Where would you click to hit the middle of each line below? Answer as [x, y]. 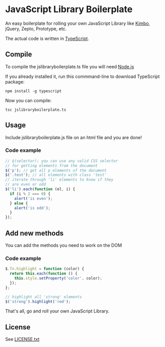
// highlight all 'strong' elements [44, 297]
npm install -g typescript [33, 91]
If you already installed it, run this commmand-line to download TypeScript [82, 76]
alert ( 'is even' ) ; [33, 198]
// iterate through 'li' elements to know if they [59, 180]
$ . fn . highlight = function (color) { [45, 269]
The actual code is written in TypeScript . [47, 38]
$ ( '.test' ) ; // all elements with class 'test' [56, 175]
